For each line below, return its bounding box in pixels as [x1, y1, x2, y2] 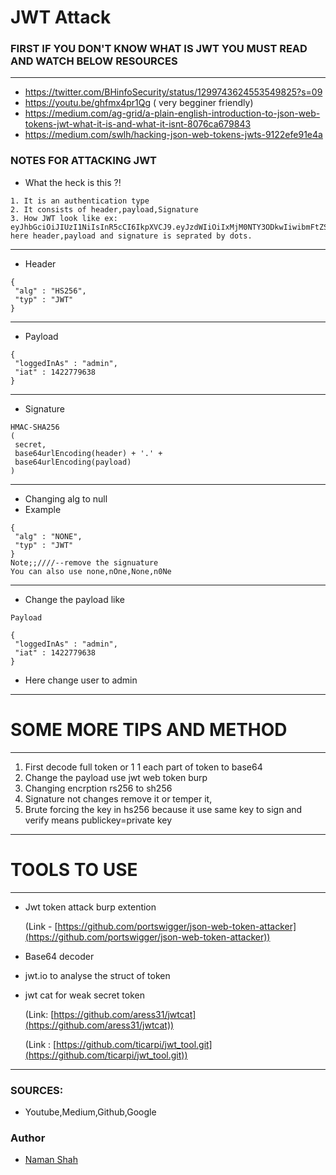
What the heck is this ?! [24, 176, 122, 188]
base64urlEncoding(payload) [14, 457, 132, 467]
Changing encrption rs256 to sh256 [24, 782, 173, 794]
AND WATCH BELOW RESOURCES [10, 54, 178, 68]
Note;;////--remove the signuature [10, 557, 159, 568]
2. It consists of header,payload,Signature [10, 204, 199, 215]
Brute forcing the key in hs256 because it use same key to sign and [24, 803, 303, 815]
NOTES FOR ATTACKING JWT [10, 154, 158, 168]
